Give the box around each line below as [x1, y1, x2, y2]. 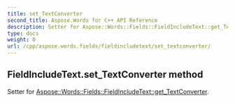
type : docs [7, 29, 39, 37]
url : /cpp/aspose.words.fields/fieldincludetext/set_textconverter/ [7, 43, 211, 50]
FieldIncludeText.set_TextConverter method [7, 69, 204, 81]
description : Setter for [7, 23, 80, 30]
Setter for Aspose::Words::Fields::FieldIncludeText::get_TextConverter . [7, 87, 209, 95]
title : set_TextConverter [7, 10, 83, 18]
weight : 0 [7, 36, 36, 43]
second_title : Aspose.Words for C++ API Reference [7, 17, 158, 24]
